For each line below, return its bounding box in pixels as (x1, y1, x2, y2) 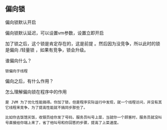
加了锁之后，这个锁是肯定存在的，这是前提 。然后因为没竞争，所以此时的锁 (5, 40, 160, 46)
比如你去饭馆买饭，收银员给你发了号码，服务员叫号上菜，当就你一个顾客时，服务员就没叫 (5, 115, 162, 120)
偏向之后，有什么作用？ (5, 78, 54, 84)
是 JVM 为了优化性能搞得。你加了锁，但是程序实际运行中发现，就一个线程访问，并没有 (5, 100, 158, 105)
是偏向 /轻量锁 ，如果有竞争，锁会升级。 (5, 47, 89, 53)
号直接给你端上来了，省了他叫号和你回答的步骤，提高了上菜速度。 (5, 120, 121, 125)
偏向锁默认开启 (5, 19, 36, 25)
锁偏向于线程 (5, 69, 28, 74)
